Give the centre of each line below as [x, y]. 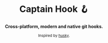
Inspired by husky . [54, 35]
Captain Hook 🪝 [54, 9]
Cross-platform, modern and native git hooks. [54, 26]
